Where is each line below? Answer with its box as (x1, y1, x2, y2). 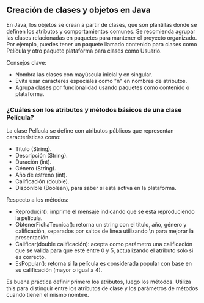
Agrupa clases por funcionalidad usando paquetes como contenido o (15, 84, 190, 91)
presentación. (15, 234, 50, 241)
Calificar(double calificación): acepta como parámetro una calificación (15, 241, 193, 248)
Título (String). (15, 145, 52, 153)
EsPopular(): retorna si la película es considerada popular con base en (15, 260, 192, 268)
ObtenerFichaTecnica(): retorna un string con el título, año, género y (15, 221, 187, 228)
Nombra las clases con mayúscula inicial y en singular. (15, 70, 153, 78)
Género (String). (15, 165, 56, 172)
